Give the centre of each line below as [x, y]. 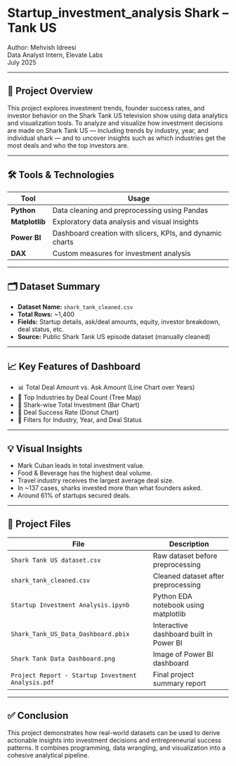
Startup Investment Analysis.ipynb [70, 605]
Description [189, 544]
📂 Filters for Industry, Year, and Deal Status [80, 420]
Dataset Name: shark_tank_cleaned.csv [75, 307]
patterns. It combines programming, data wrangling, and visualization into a [117, 748]
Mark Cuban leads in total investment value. [81, 465]
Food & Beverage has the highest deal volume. [85, 473]
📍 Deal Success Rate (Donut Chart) [68, 412]
